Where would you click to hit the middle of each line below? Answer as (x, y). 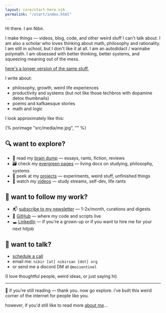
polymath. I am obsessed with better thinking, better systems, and (72, 54)
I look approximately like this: (35, 118)
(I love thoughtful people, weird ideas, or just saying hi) (61, 276)
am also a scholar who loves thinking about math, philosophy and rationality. (83, 43)
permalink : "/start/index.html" (38, 14)
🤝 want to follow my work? (46, 197)
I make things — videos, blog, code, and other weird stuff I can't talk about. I (83, 38)
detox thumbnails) (31, 98)
